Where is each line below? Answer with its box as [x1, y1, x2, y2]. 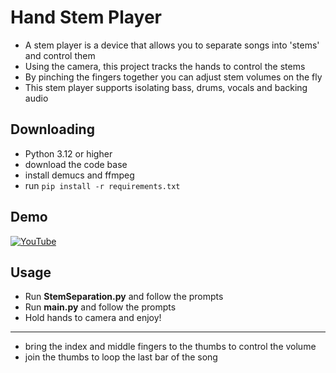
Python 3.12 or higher [24, 147, 113, 160]
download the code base [24, 158, 128, 170]
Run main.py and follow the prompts [24, 301, 177, 313]
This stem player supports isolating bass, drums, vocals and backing [24, 81, 308, 93]
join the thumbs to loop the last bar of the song [24, 351, 218, 363]
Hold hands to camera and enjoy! [24, 312, 162, 324]
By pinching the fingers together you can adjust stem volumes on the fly [24, 71, 323, 83]
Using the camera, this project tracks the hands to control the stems [24, 60, 306, 72]
